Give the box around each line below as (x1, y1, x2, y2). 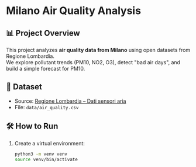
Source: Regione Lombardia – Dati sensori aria (14, 98, 126, 105)
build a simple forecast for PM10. (6, 65, 85, 72)
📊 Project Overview (6, 28, 80, 38)
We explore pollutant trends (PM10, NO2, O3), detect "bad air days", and (6, 59, 180, 65)
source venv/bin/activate (14, 156, 78, 162)
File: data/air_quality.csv (14, 103, 79, 110)
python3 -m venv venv (14, 151, 68, 157)
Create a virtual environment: (14, 140, 85, 147)
